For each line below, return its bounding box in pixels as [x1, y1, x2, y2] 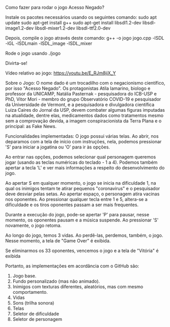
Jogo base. [12, 273, 37, 279]
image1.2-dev [5, 25, 34, 31]
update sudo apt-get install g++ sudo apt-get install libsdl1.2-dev [5, 20, 141, 26]
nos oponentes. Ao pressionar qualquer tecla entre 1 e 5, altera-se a [5, 196, 148, 202]
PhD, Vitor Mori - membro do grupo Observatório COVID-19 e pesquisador [5, 96, 161, 102]
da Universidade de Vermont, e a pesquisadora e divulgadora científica [5, 102, 155, 108]
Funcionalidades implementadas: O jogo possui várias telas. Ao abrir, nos [5, 133, 159, 139]
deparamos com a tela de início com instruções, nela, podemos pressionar [5, 139, 162, 144]
